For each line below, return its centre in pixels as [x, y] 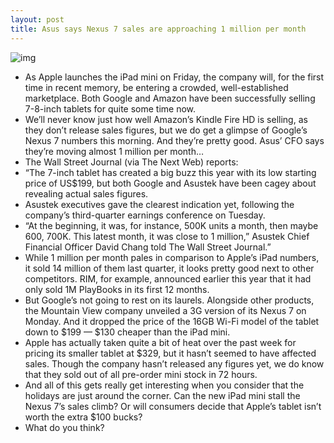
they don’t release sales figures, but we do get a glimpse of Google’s [166, 130]
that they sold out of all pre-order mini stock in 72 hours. [141, 374]
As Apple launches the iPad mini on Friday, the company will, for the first [174, 77]
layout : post [37, 19]
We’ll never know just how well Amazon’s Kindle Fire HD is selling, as [166, 119]
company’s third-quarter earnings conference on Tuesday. [145, 215]
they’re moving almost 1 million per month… [114, 151]
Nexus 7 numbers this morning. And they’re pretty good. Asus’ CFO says [174, 140]
